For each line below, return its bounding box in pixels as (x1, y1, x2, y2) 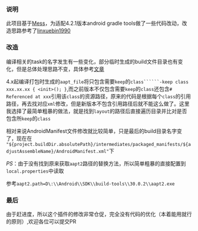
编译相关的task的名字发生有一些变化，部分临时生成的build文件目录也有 (6, 58, 178, 65)
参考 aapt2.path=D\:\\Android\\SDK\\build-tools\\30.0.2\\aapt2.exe (6, 180, 175, 187)
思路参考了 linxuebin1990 (11, 27, 71, 34)
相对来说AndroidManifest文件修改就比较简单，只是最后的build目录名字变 (6, 127, 183, 134)
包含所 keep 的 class (6, 115, 51, 122)
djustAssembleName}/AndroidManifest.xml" (6, 148, 110, 154)
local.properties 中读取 (6, 167, 64, 174)
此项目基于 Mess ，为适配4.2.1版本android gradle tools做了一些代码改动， (6, 19, 183, 27)
